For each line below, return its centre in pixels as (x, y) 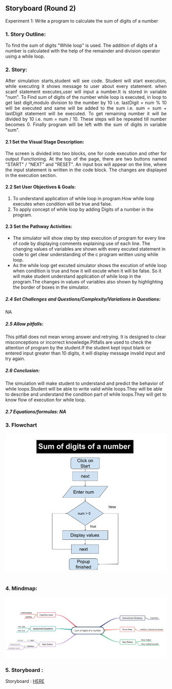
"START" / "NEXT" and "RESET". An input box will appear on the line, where (86, 164)
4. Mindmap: (21, 589)
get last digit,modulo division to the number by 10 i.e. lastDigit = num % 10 (86, 103)
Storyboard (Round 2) (41, 8)
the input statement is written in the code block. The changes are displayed (86, 170)
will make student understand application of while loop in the (77, 276)
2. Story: (16, 70)
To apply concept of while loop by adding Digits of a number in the (83, 209)
